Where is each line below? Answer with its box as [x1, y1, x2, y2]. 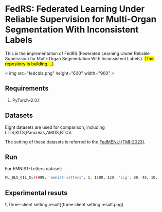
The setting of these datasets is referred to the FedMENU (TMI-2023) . [5, 139, 146, 144]
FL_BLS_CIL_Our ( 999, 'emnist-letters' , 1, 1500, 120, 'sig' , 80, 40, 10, [5, 175, 158, 180]
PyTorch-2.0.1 [12, 97, 40, 103]
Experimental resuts [5, 189, 68, 197]
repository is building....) [5, 61, 54, 67]
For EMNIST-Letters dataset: [5, 166, 62, 172]
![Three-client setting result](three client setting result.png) [5, 202, 124, 208]
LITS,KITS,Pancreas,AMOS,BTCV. [5, 129, 72, 135]
